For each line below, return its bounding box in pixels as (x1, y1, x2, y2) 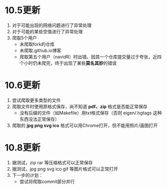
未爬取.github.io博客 (19, 47, 61, 53)
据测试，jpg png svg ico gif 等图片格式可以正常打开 (12, 166, 118, 172)
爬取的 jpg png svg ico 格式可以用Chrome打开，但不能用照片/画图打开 (12, 122, 158, 129)
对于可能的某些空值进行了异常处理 (12, 28, 83, 34)
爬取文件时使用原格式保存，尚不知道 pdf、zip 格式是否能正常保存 (12, 103, 148, 109)
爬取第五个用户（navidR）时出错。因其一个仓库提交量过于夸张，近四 (19, 53, 162, 59)
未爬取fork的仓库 (19, 41, 55, 47)
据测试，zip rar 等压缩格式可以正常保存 (12, 159, 93, 165)
